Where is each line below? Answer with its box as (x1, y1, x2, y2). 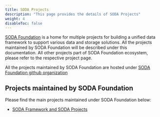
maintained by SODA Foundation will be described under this (5, 45, 127, 50)
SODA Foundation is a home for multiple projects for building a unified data (5, 34, 156, 40)
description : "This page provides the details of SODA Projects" (5, 12, 140, 17)
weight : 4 (5, 16, 25, 21)
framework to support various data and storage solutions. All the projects (5, 40, 152, 46)
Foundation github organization (5, 70, 68, 76)
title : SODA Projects (5, 7, 49, 12)
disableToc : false (5, 21, 42, 26)
